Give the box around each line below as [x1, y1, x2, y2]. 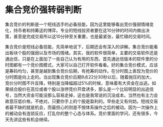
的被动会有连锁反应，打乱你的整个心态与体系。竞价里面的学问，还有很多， [5, 110, 154, 116]
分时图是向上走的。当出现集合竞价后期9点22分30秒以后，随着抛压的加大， [5, 74, 154, 80]
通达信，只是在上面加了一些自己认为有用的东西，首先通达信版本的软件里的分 [5, 56, 158, 62]
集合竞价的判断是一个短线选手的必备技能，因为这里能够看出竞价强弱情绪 [5, 21, 149, 27]
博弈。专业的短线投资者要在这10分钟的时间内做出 [47, 27, 146, 33]
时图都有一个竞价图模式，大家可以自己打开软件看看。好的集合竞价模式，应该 [5, 62, 158, 68]
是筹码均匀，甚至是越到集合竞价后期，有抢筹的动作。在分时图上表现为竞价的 [5, 68, 158, 74]
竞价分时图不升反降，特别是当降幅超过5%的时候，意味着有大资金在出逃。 [5, 80, 152, 86]
